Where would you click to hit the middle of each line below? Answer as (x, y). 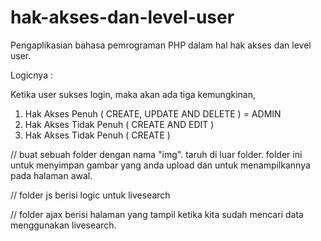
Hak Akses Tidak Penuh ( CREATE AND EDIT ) (119, 124)
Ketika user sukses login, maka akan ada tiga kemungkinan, (133, 94)
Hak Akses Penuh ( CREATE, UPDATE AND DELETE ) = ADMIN (153, 113)
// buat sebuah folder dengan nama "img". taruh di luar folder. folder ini (156, 154)
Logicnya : (31, 75)
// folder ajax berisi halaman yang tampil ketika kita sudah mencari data (157, 214)
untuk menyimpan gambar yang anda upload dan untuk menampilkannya (160, 165)
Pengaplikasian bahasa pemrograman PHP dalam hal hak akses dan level (161, 45)
